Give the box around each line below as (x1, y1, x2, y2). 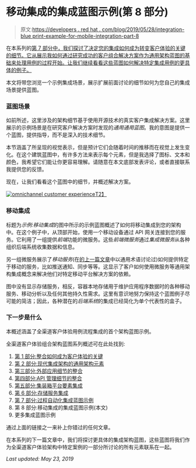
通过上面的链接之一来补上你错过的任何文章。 (6, 423, 114, 431)
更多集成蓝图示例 (14, 411, 56, 418)
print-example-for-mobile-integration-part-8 (32, 32, 139, 39)
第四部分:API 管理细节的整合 (14, 374, 83, 381)
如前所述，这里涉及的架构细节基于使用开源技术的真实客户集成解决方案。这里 (6, 117, 190, 124)
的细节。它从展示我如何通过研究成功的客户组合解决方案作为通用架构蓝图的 (6, 52, 185, 59)
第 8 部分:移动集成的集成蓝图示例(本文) (14, 404, 108, 411)
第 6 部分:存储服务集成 (14, 389, 69, 396)
